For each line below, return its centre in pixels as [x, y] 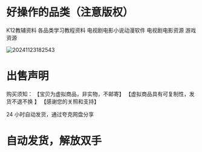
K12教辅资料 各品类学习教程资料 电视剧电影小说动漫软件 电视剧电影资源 [95, 30]
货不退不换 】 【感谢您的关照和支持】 [53, 101]
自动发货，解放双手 [54, 141]
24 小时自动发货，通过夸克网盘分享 [50, 114]
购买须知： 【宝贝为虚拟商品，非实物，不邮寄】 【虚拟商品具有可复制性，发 [100, 93]
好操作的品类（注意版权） [70, 12]
